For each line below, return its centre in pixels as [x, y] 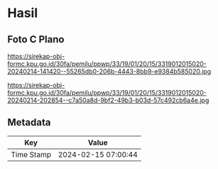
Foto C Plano [36, 39]
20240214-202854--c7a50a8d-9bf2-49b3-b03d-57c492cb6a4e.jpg [108, 100]
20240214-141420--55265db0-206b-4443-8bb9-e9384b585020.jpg [109, 71]
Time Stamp [31, 154]
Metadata [29, 122]
